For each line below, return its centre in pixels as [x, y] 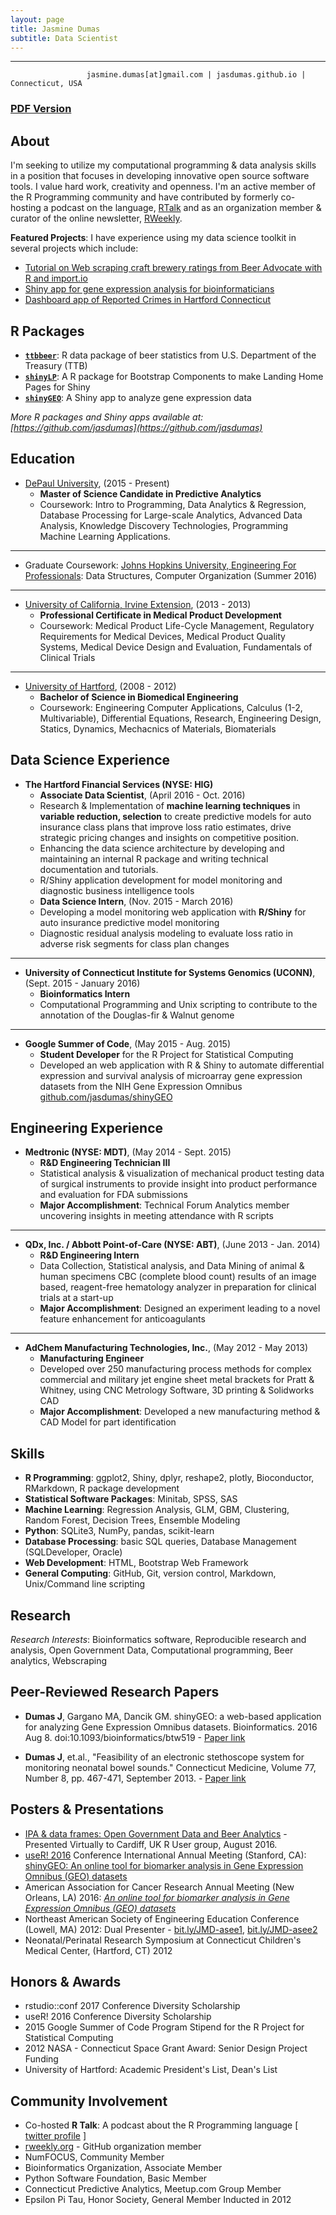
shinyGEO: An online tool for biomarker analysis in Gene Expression [164, 1865]
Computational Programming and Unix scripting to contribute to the [178, 1004]
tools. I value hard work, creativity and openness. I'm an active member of [163, 187]
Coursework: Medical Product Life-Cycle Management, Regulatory [177, 625]
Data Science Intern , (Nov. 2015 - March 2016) [136, 901]
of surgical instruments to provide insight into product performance [178, 1184]
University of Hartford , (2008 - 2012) [100, 686]
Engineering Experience [87, 1127]
